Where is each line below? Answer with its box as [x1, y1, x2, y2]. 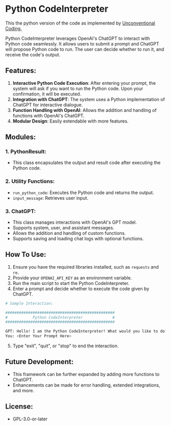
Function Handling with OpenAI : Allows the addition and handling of [12, 107, 157, 113]
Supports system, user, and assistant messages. [12, 225, 115, 231]
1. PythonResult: [5, 148, 47, 155]
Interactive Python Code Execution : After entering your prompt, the [12, 80, 156, 86]
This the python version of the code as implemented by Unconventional [5, 20, 155, 26]
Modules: [5, 133, 36, 141]
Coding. [5, 25, 22, 31]
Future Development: [5, 358, 74, 366]
